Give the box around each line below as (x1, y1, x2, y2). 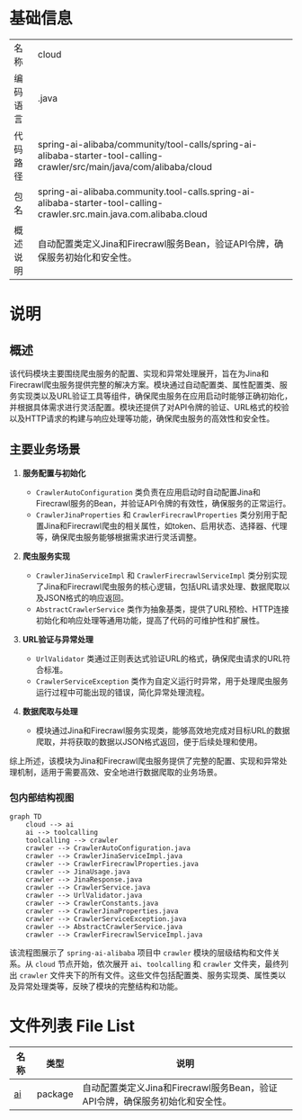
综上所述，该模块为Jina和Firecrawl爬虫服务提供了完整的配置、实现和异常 (9, 755, 280, 766)
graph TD (9, 812, 42, 821)
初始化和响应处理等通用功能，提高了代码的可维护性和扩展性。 (35, 614, 265, 625)
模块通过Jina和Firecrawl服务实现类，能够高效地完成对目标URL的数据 (35, 725, 290, 736)
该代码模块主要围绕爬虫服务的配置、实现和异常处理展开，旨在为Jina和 (9, 368, 270, 379)
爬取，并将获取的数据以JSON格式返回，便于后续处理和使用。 (35, 736, 262, 747)
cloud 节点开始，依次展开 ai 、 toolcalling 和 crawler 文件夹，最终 (34, 959, 281, 970)
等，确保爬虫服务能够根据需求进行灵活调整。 (35, 532, 202, 542)
